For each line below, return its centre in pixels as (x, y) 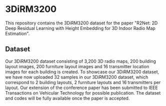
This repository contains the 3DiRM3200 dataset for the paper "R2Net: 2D (81, 23)
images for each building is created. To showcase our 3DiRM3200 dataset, (82, 72)
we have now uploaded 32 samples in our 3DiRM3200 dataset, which (77, 77)
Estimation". (17, 33)
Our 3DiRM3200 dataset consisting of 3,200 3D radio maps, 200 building (81, 61)
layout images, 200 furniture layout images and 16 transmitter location (77, 66)
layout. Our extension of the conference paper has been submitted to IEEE (82, 88)
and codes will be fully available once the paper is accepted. (67, 98)
